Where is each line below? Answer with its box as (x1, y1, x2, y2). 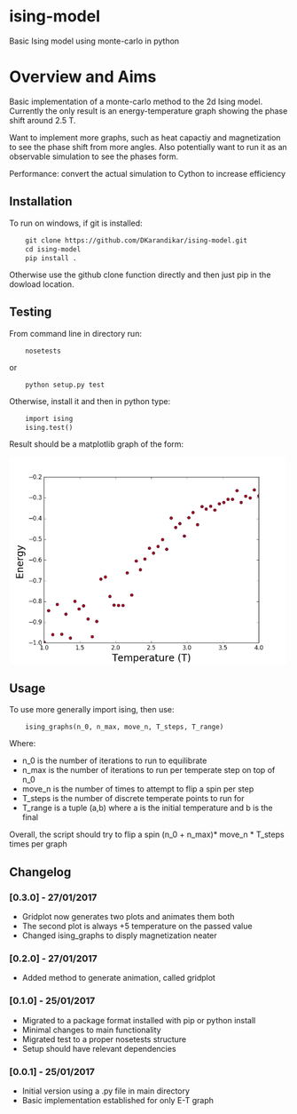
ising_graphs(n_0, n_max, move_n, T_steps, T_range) (25, 722, 224, 732)
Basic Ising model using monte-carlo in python (9, 36, 180, 46)
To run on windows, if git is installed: (9, 218, 144, 228)
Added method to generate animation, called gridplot (21, 973, 215, 983)
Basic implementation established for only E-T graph (21, 1095, 215, 1106)
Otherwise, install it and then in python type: (9, 395, 171, 406)
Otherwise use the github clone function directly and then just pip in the (9, 269, 271, 280)
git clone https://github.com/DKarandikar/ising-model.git (25, 235, 248, 245)
